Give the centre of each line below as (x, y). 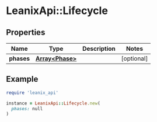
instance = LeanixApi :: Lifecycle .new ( (53, 103)
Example (22, 79)
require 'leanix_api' (32, 93)
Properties (26, 32)
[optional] (135, 58)
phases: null (27, 109)
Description (99, 49)
